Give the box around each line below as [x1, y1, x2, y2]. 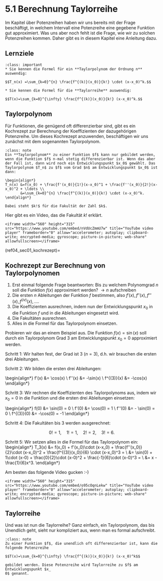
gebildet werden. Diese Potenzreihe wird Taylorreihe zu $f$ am [5, 562, 138, 568]
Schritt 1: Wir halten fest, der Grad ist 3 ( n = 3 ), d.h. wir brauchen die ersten [5, 351, 157, 357]
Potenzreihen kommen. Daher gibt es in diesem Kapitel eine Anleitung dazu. [5, 35, 157, 41]
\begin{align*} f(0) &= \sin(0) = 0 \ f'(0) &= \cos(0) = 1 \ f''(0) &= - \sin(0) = [5, 405, 155, 411]
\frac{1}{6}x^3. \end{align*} [5, 460, 60, 466]
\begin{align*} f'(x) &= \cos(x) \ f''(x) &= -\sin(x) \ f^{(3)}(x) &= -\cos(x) [5, 375, 147, 381]
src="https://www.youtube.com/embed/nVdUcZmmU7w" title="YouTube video [5, 226, 153, 231]
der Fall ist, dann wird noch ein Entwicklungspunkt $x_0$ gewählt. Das [5, 160, 156, 166]
